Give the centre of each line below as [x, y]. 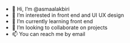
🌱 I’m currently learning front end [52, 21]
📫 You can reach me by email [49, 34]
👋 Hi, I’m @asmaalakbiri [41, 9]
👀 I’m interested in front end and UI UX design [68, 15]
